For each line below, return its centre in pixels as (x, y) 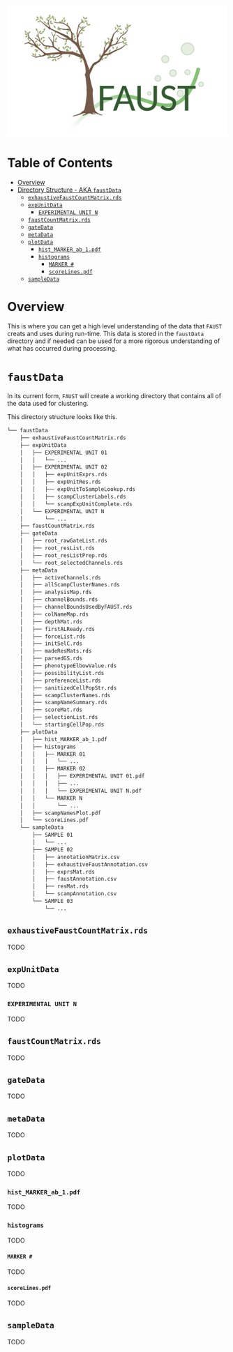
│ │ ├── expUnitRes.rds (60, 482)
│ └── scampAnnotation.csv (75, 894)
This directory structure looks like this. (62, 417)
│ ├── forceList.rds (53, 637)
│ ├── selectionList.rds (59, 717)
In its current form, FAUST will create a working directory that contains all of (114, 396)
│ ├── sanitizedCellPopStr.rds (68, 688)
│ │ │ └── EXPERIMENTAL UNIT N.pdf (81, 791)
